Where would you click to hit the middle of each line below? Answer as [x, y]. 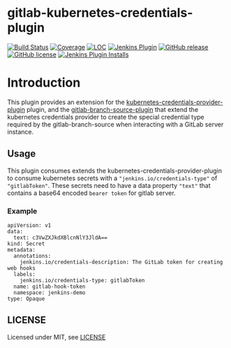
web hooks [22, 268]
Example [22, 211]
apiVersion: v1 [29, 225]
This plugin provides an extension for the [66, 102]
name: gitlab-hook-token [50, 287]
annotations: [32, 256]
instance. [21, 131]
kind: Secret [26, 244]
